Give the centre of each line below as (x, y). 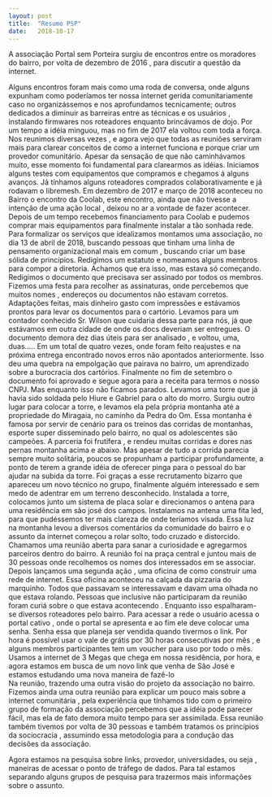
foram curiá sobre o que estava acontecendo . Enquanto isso (110, 606)
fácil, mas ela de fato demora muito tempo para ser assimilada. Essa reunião (136, 718)
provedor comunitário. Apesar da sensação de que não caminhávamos (127, 156)
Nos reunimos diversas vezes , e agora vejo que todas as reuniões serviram (135, 139)
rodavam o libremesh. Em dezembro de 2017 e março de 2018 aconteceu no (136, 191)
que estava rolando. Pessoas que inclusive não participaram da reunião (128, 597)
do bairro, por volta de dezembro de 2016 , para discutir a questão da (125, 63)
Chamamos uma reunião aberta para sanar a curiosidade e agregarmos (128, 545)
